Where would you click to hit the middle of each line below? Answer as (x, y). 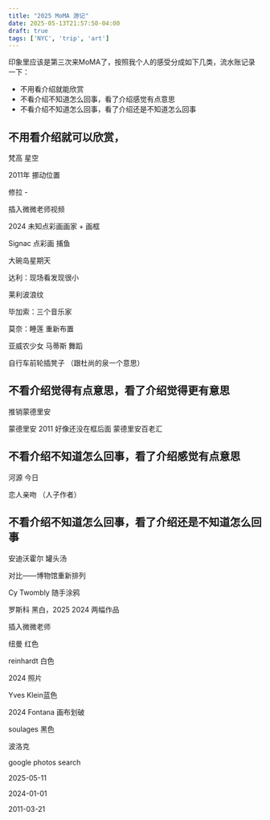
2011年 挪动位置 (34, 175)
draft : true (28, 31)
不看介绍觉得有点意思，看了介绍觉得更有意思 (119, 391)
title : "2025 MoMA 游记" (49, 16)
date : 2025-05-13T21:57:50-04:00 (64, 23)
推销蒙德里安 (29, 412)
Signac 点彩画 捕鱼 (39, 244)
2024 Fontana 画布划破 (47, 711)
